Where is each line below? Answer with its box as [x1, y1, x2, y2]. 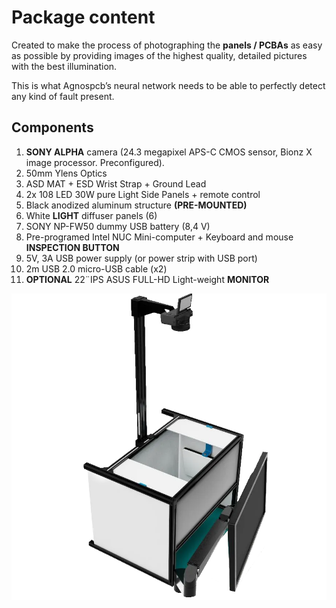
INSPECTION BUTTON [25, 241, 120, 253]
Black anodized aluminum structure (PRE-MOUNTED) [25, 199, 248, 211]
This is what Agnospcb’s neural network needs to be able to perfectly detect [11, 79, 326, 91]
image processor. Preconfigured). [25, 156, 165, 168]
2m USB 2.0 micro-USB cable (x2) [25, 262, 168, 275]
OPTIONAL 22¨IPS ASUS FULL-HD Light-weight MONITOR [25, 273, 270, 285]
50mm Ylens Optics [25, 167, 108, 179]
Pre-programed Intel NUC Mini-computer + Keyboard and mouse [25, 231, 294, 243]
